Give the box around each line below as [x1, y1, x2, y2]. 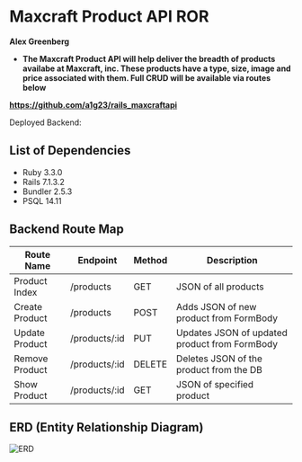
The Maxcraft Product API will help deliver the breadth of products [22, 53, 276, 64]
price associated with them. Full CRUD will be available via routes [22, 72, 271, 83]
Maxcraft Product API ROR [9, 6, 209, 27]
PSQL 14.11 [22, 195, 62, 206]
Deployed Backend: [9, 117, 83, 128]
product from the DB [176, 363, 263, 376]
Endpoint [77, 253, 118, 266]
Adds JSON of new [176, 300, 257, 313]
